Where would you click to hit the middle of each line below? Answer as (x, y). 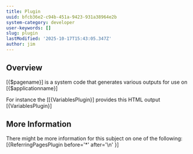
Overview (24, 68)
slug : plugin (22, 33)
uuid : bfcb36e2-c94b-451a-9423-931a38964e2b (61, 17)
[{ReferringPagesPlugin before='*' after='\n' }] (62, 145)
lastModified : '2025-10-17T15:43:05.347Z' (59, 39)
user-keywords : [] (29, 28)
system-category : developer (41, 22)
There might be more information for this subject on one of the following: (94, 138)
